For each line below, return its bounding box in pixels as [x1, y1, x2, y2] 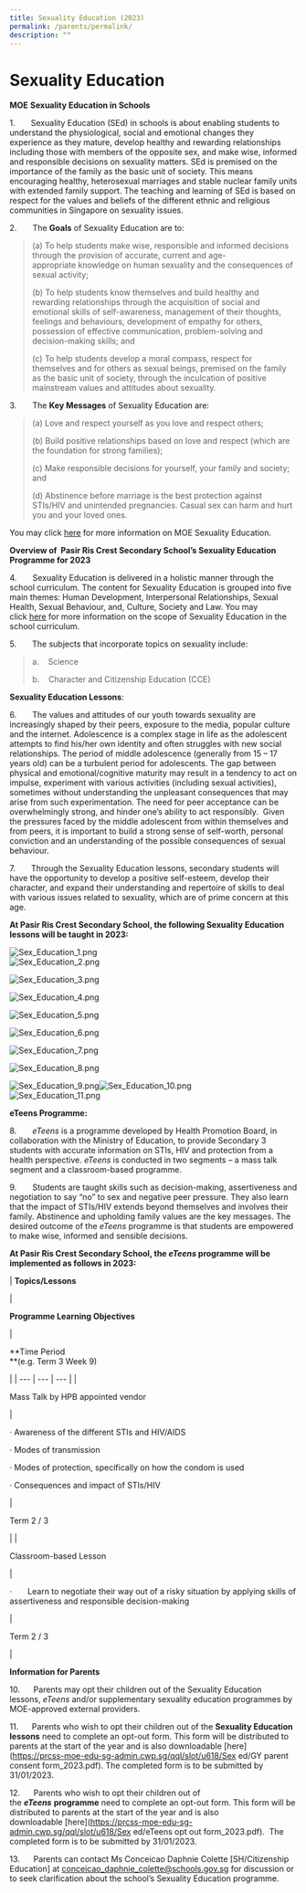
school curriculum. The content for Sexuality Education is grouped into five [9, 582, 292, 594]
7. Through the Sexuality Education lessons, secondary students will [9, 863, 280, 874]
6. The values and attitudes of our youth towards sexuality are [9, 710, 256, 720]
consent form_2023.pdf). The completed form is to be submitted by [9, 1760, 264, 1772]
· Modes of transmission [9, 1445, 100, 1456]
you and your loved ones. [31, 510, 128, 521]
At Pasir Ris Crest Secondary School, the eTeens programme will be [9, 1248, 271, 1259]
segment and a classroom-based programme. [9, 1164, 183, 1175]
